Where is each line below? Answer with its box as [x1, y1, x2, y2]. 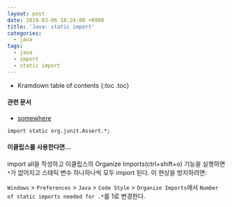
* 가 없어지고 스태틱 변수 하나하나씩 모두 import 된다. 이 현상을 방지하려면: [7, 169, 207, 177]
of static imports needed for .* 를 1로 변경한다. [7, 192, 146, 201]
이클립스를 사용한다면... [7, 143, 72, 151]
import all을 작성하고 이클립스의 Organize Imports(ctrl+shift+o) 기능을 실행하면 [7, 160, 226, 168]
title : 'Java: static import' [7, 23, 95, 30]
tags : [7, 43, 23, 49]
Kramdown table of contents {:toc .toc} [17, 81, 130, 89]
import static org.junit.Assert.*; [7, 127, 111, 135]
